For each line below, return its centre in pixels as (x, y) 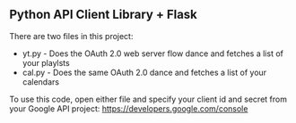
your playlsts (46, 62)
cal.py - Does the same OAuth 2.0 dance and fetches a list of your (144, 72)
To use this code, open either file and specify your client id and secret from (148, 99)
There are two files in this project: (71, 36)
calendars (41, 82)
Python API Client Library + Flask (103, 15)
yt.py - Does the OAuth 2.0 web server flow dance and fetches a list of (153, 53)
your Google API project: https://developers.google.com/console (129, 108)
